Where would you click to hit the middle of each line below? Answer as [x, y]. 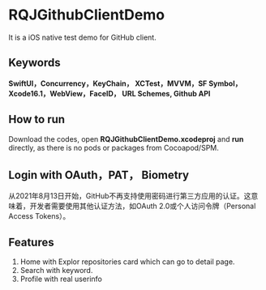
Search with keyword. [56, 271]
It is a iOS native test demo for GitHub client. [82, 37]
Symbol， [225, 83]
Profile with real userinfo [61, 279]
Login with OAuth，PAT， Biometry [99, 175]
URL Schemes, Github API [166, 93]
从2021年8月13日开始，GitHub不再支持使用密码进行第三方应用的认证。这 [130, 196]
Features [31, 242]
